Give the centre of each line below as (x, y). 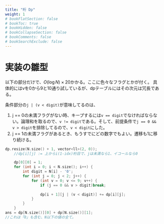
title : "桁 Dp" (20, 10)
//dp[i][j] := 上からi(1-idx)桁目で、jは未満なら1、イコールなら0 (76, 154)
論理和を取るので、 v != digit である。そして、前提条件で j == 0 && (89, 121)
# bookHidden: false (26, 28)
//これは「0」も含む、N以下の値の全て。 (40, 217)
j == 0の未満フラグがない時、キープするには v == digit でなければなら (82, 115)
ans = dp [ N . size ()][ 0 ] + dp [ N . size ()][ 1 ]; (49, 213)
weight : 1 (15, 14)
